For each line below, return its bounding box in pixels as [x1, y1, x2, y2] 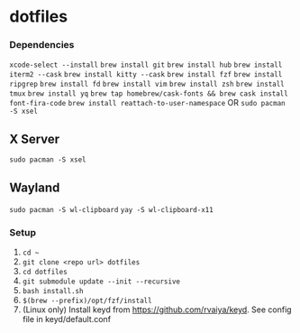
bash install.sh [22, 287, 84, 296]
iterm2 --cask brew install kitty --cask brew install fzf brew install [9, 70, 283, 79]
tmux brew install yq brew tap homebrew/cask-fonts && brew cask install [9, 89, 288, 98]
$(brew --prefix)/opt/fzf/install [22, 296, 152, 306]
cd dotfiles [22, 268, 68, 277]
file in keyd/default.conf [22, 314, 111, 325]
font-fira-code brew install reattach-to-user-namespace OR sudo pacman [9, 97, 286, 108]
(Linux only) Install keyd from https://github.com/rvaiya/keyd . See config [22, 304, 292, 315]
